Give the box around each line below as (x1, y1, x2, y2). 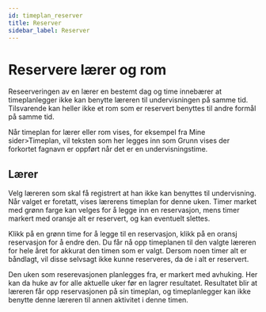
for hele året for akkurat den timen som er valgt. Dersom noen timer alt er (8, 246, 248, 256)
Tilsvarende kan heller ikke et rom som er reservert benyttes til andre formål (8, 104, 256, 114)
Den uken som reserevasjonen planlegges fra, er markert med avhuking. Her (8, 270, 258, 279)
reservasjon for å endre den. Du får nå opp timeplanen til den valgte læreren (8, 237, 256, 247)
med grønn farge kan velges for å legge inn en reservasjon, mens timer (8, 206, 240, 215)
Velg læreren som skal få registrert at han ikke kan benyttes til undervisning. (8, 188, 256, 198)
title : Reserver (8, 19, 62, 27)
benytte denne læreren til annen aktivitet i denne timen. (8, 295, 188, 305)
